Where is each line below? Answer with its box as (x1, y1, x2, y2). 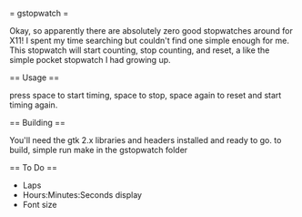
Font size (22, 200, 57, 210)
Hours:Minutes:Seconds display (22, 190, 143, 200)
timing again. (9, 99, 58, 110)
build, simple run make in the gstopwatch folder (9, 145, 188, 155)
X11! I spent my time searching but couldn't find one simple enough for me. (9, 36, 289, 46)
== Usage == (9, 72, 60, 83)
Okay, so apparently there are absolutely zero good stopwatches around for (9, 26, 294, 36)
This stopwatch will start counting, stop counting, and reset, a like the (9, 45, 270, 56)
